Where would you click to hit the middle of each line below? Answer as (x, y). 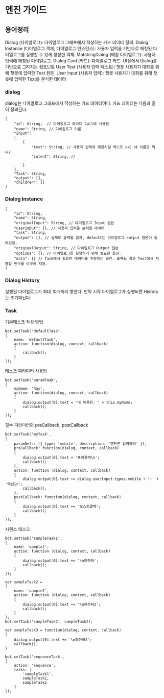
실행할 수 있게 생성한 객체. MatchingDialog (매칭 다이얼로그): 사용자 (91, 55)
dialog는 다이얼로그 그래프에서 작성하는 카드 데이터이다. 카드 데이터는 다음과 (78, 103)
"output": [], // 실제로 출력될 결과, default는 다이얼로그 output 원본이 (83, 238)
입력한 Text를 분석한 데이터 (40, 79)
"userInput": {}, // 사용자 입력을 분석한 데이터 (59, 228)
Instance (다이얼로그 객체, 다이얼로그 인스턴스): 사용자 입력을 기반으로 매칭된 (79, 48)
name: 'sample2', (32, 591)
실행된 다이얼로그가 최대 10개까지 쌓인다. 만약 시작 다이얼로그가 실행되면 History (82, 291)
